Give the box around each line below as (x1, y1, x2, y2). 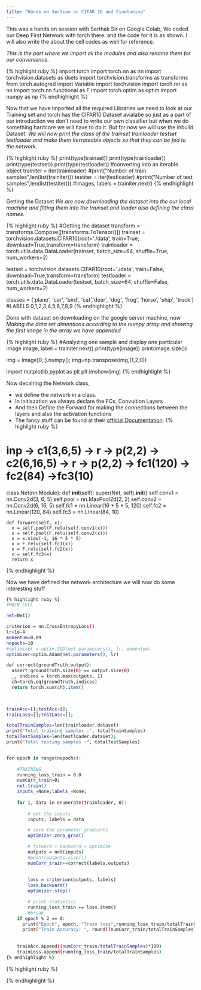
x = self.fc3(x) (11, 551, 52, 557)
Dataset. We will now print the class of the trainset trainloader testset (6, 130, 177, 137)
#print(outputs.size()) (28, 854, 87, 861)
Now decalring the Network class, (6, 379, 90, 387)
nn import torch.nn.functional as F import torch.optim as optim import (6, 86, 177, 93)
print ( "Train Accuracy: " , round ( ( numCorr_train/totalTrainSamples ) (22, 927, 197, 933)
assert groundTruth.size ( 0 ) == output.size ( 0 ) (11, 668, 130, 674)
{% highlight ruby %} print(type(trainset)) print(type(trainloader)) (6, 154, 166, 162)
